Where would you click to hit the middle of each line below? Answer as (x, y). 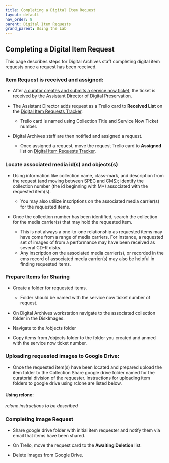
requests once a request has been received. (51, 67)
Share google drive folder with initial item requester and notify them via (86, 430)
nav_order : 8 (19, 19)
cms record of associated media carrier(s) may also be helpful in (87, 259)
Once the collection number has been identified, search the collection (85, 216)
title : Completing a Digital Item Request (50, 10)
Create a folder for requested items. (50, 288)
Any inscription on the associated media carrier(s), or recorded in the (92, 253)
